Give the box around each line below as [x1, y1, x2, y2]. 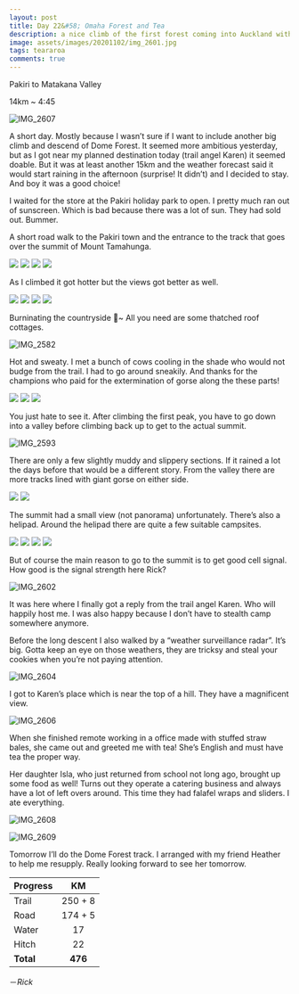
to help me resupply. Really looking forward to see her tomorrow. [9, 858, 246, 869]
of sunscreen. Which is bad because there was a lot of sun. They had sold [9, 205, 282, 215]
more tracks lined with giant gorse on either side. [9, 474, 190, 484]
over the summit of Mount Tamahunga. [9, 242, 152, 251]
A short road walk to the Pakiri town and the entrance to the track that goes [9, 232, 286, 242]
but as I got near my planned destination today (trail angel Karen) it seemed [9, 150, 287, 160]
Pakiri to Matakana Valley [9, 79, 102, 89]
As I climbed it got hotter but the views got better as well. [9, 277, 219, 287]
